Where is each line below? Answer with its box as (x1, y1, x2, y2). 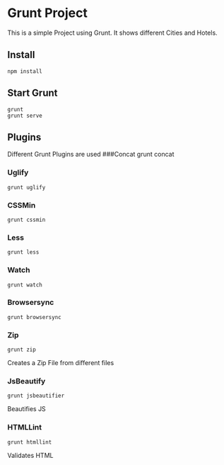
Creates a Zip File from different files (7, 359, 114, 367)
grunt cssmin (7, 216, 46, 223)
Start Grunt (7, 87, 58, 99)
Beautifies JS (7, 405, 46, 413)
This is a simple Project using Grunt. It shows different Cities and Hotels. (7, 28, 218, 37)
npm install (7, 67, 42, 75)
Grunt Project (7, 5, 88, 21)
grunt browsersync (7, 313, 61, 320)
